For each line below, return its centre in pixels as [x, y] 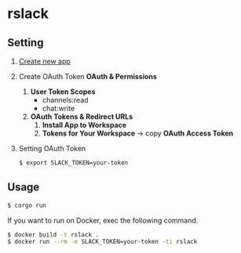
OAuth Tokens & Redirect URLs [82, 117]
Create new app [45, 61]
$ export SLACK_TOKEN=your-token [73, 163]
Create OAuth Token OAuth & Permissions [88, 76]
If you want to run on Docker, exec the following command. [103, 220]
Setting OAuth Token [52, 148]
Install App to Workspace [84, 125]
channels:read [65, 100]
